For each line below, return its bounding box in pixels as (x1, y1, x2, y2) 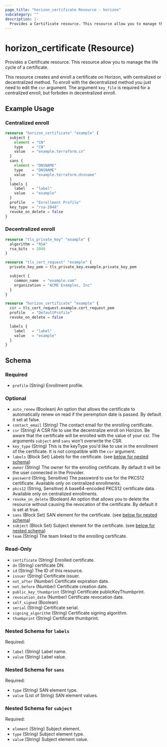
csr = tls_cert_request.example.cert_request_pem (9, 306, 114, 311)
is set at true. (12, 506, 40, 513)
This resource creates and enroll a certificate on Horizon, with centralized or (5, 74, 162, 80)
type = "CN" (14, 144, 46, 149)
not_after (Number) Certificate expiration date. (12, 578, 109, 584)
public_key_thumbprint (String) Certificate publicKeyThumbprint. (12, 589, 145, 595)
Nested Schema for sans (5, 666, 65, 673)
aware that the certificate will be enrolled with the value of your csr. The (12, 433, 160, 439)
